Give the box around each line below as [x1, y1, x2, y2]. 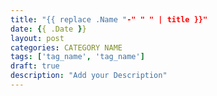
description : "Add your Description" [10, 71, 168, 81]
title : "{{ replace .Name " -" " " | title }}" [10, 14, 208, 25]
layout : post [10, 33, 65, 43]
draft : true [10, 61, 60, 71]
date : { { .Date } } [10, 24, 87, 34]
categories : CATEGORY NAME [10, 42, 123, 53]
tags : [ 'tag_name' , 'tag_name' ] [10, 52, 145, 62]
